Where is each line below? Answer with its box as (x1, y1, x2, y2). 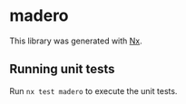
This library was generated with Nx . (9, 35, 142, 46)
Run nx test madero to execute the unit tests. (9, 85, 178, 96)
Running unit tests (9, 61, 115, 77)
